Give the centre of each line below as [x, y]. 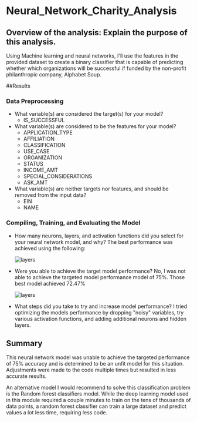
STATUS [33, 164]
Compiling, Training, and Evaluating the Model [73, 223]
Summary [24, 343]
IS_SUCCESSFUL [44, 120]
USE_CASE [36, 152]
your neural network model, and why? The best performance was [94, 242]
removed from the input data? [50, 195]
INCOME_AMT [41, 170]
